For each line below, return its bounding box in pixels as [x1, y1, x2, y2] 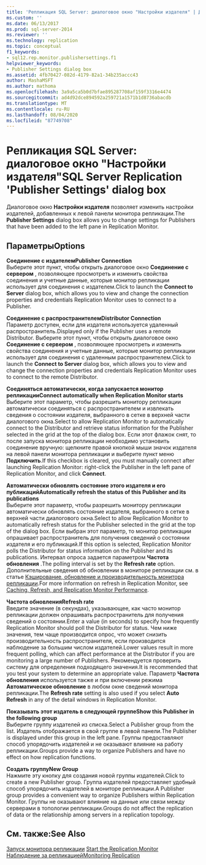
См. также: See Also [6, 829, 86, 839]
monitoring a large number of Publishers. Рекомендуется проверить [6, 657, 181, 664]
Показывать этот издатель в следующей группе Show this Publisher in [6, 708, 194, 715]
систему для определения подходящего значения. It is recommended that [6, 664, 198, 670]
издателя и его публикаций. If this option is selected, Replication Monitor [6, 541, 192, 548]
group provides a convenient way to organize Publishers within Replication [6, 791, 195, 799]
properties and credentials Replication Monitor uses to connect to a [6, 296, 177, 303]
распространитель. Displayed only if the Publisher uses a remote [6, 328, 172, 335]
